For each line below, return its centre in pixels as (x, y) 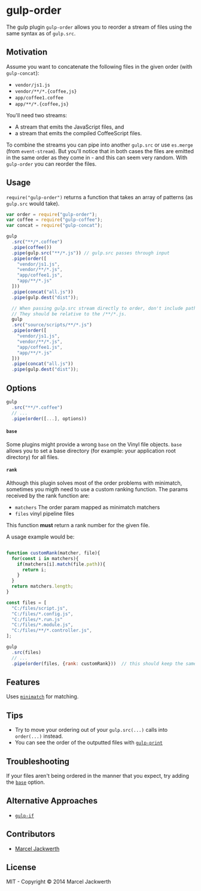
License (21, 867)
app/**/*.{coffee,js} (42, 104)
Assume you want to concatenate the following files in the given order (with (99, 66)
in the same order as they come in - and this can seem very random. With (97, 157)
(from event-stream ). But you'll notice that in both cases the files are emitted (100, 151)
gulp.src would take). (33, 203)
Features (23, 682)
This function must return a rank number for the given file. (78, 525)
